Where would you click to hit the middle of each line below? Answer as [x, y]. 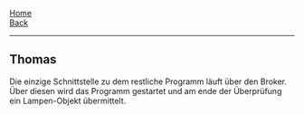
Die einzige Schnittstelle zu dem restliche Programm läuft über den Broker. [148, 81]
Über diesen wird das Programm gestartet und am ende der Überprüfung [146, 91]
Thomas [33, 59]
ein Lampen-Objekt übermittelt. [68, 101]
